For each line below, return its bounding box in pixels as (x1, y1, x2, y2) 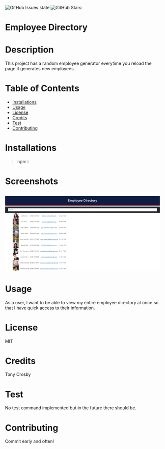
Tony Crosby (5, 371, 31, 377)
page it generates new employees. (5, 66, 75, 72)
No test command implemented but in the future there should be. (5, 405, 137, 411)
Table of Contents (5, 83, 80, 94)
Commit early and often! (5, 438, 54, 444)
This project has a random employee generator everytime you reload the (5, 60, 152, 66)
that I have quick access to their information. (5, 305, 95, 311)
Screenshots (5, 176, 58, 187)
